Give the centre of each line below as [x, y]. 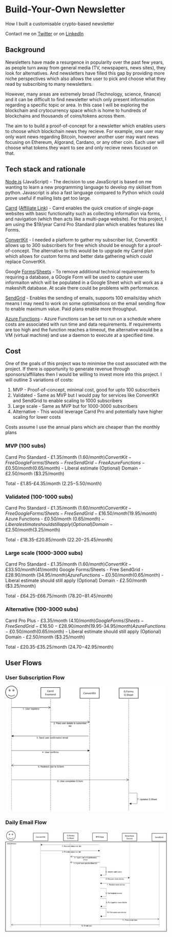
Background [25, 50]
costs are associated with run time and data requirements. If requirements [83, 324]
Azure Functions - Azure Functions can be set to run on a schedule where [83, 318]
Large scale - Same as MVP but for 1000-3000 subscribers [75, 406]
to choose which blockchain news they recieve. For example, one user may [84, 131]
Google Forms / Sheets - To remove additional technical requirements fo [80, 271]
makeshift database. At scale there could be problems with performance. [82, 288]
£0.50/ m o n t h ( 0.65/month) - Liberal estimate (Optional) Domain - [73, 468]
